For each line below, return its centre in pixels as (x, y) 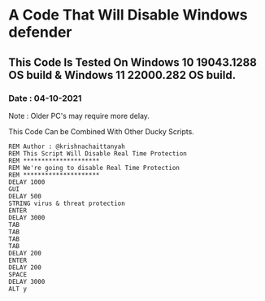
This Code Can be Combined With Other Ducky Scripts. (102, 131)
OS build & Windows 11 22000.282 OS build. (122, 75)
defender (40, 32)
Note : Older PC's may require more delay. (79, 116)
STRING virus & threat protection (67, 203)
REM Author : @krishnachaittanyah (67, 146)
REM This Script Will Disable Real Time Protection (98, 153)
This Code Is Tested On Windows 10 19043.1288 (133, 62)
